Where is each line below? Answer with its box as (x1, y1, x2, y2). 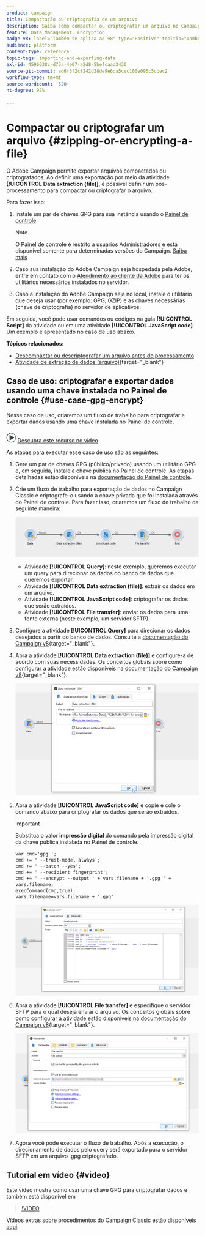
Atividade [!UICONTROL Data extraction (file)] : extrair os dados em (24, 582, 195, 590)
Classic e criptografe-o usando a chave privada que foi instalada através (15, 491, 198, 499)
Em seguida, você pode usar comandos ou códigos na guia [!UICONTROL (6, 315, 193, 322)
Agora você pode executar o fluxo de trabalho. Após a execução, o (15, 1139, 184, 1147)
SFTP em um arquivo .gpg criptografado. (15, 1152, 118, 1160)
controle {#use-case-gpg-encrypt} (6, 395, 144, 406)
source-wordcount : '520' (6, 81, 70, 87)
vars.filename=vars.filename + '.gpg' (15, 894, 114, 900)
